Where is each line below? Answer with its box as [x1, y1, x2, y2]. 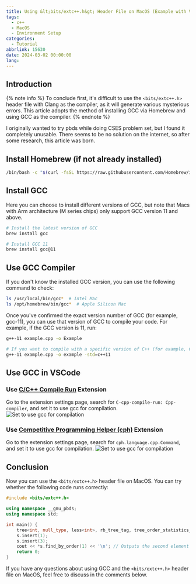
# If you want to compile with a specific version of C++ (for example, [6, 346, 187, 352]
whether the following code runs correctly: [6, 484, 109, 491]
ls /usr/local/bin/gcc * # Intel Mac [6, 296, 98, 302]
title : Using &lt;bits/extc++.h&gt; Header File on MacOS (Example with [6, 8, 187, 15]
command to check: [6, 284, 54, 291]
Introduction [6, 79, 52, 89]
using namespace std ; [6, 511, 59, 517]
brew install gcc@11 [6, 246, 57, 252]
